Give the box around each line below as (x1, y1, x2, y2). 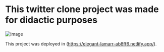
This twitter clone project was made (5, 4, 159, 15)
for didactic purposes (5, 14, 97, 26)
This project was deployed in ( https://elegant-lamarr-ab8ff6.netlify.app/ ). (5, 40, 157, 46)
